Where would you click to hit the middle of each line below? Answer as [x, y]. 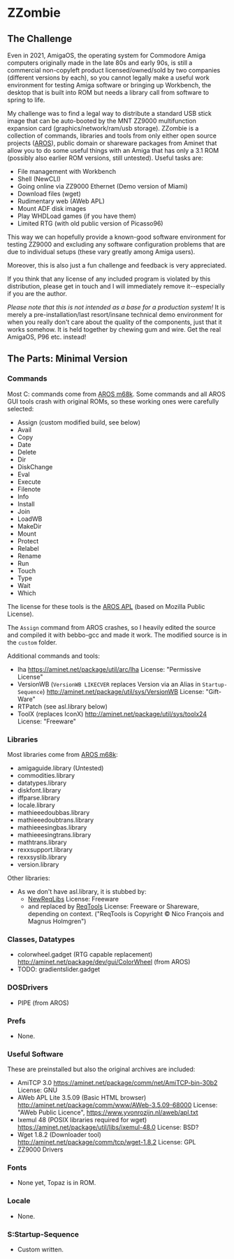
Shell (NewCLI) [39, 179]
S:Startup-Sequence [43, 1234]
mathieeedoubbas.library [53, 812]
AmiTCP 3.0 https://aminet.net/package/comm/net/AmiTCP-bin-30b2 [117, 1083]
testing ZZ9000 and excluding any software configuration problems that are [116, 244]
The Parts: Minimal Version [67, 359]
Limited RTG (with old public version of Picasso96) [90, 223]
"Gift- [214, 691]
